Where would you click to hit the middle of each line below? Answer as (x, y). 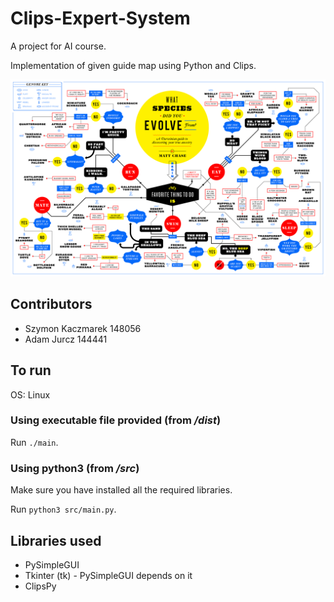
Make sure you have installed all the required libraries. (121, 490)
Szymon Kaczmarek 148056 (83, 328)
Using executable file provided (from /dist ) (116, 420)
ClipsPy (40, 586)
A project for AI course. (58, 46)
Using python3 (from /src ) (75, 468)
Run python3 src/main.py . (63, 509)
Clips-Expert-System (100, 18)
